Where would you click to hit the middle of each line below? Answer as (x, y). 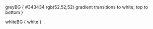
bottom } (14, 12)
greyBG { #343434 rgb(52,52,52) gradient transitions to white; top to (77, 7)
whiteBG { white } (23, 22)
